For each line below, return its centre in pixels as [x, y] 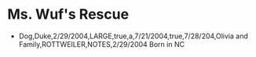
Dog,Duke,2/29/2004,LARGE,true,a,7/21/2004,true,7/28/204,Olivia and [133, 36]
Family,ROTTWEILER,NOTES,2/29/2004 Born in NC [102, 44]
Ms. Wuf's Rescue [68, 14]
